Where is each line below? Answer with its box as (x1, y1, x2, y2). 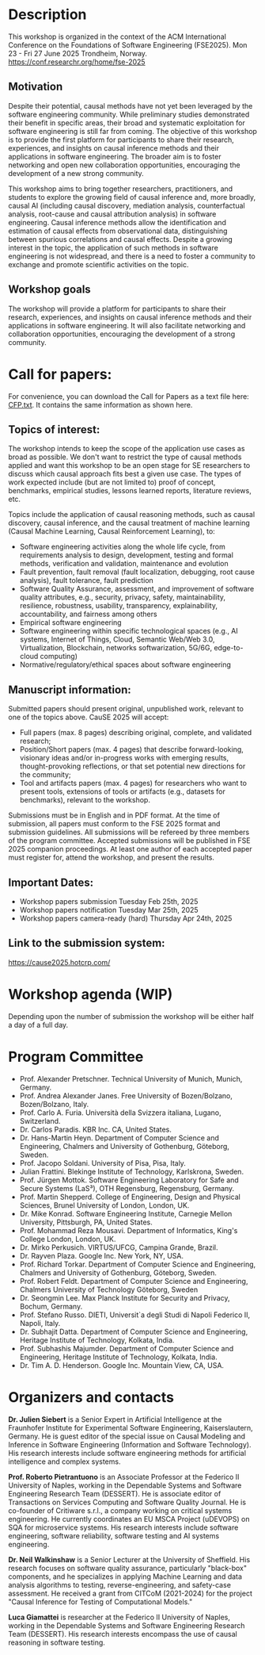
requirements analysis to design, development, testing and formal (19, 550, 233, 560)
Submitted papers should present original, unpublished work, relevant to (8, 704, 244, 714)
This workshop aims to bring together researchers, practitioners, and (8, 184, 233, 193)
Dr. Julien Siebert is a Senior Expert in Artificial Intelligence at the (8, 1414, 222, 1424)
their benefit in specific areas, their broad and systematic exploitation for (8, 117, 245, 128)
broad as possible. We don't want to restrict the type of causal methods (8, 452, 242, 462)
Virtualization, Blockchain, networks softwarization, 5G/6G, (19, 643, 212, 653)
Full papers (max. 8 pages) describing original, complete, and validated (19, 728, 252, 737)
